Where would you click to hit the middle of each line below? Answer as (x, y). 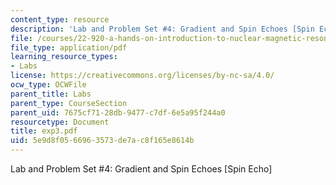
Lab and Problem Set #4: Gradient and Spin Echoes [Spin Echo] (141, 169)
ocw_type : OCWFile (48, 85)
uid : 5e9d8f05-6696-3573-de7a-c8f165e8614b (102, 141)
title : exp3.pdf (44, 131)
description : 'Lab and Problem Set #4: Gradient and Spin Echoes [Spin (162, 29)
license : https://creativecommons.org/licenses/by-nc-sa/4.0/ (142, 76)
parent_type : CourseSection (69, 103)
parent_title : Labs (51, 94)
